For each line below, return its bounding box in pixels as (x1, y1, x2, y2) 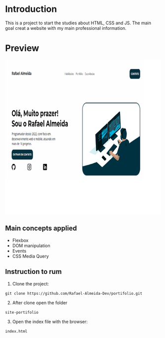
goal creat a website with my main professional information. (5, 25, 127, 31)
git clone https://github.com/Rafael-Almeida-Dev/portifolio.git (5, 291, 142, 296)
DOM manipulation (12, 242, 50, 249)
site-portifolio (5, 310, 39, 315)
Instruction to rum (5, 268, 62, 276)
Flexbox (12, 237, 29, 243)
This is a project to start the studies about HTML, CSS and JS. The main (5, 20, 152, 26)
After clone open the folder (12, 299, 68, 306)
